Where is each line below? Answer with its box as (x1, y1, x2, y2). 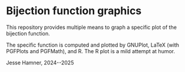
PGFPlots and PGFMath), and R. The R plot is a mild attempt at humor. (6, 47, 176, 54)
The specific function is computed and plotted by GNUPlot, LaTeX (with (6, 41, 180, 48)
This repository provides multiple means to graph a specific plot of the (6, 24, 177, 31)
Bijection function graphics (6, 4, 142, 18)
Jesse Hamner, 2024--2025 (6, 59, 74, 66)
